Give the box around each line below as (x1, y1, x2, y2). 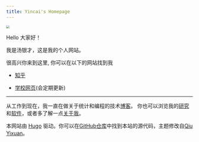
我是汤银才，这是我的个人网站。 (6, 47, 84, 54)
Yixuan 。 (6, 130, 28, 137)
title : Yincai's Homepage (6, 8, 70, 15)
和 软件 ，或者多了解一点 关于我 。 (6, 110, 84, 117)
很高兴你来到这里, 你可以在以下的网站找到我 (6, 59, 113, 66)
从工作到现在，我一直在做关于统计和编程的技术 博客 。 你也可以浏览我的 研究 (6, 102, 190, 109)
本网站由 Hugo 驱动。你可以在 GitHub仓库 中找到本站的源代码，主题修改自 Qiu (6, 122, 193, 130)
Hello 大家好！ (6, 34, 41, 41)
